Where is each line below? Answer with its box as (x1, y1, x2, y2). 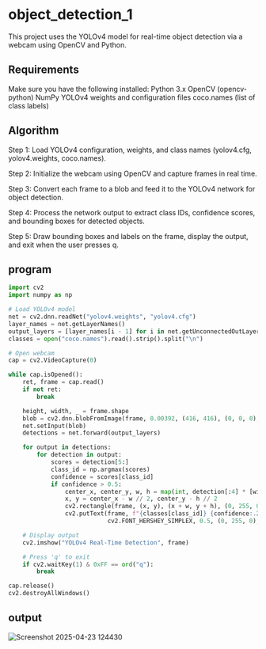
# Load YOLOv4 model (8, 306, 77, 313)
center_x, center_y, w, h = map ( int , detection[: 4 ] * (64, 488, 246, 495)
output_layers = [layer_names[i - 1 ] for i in (8, 327, 165, 336)
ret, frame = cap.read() (22, 378, 104, 386)
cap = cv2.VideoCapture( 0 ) (8, 356, 97, 365)
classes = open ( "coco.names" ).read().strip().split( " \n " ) (8, 335, 203, 343)
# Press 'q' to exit (22, 552, 90, 561)
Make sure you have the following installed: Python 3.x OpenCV (8, 84, 216, 93)
